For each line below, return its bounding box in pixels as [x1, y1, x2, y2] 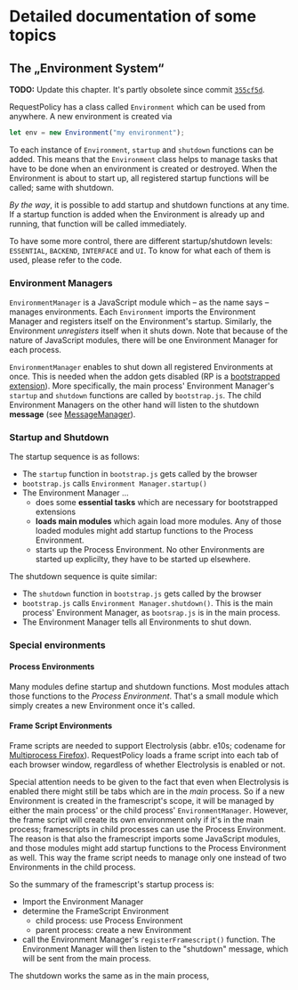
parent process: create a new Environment [35, 924, 191, 935]
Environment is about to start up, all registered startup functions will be [9, 172, 270, 184]
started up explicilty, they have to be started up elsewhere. [35, 554, 251, 565]
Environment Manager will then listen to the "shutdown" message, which [21, 943, 289, 954]
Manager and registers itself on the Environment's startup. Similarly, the [9, 316, 272, 327]
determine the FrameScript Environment [21, 905, 169, 916]
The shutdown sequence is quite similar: [9, 571, 157, 582]
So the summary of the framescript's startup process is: [9, 879, 215, 889]
